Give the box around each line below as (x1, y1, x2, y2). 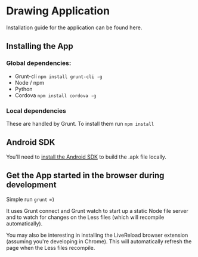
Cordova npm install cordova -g (14, 91, 97, 99)
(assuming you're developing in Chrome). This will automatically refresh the (6, 237, 192, 245)
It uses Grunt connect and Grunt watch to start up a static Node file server (6, 207, 189, 214)
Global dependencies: (6, 59, 72, 67)
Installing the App (6, 41, 73, 51)
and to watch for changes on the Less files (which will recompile (6, 213, 165, 221)
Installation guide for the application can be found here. (6, 24, 143, 31)
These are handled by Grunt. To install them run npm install (6, 120, 154, 127)
